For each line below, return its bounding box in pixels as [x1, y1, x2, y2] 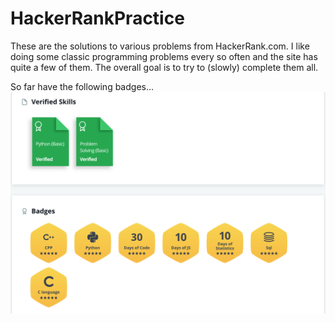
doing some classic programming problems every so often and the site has [10, 50, 318, 62]
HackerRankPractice [10, 7, 185, 30]
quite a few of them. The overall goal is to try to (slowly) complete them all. [10, 61, 319, 73]
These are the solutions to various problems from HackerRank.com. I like [10, 40, 310, 52]
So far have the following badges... [10, 80, 155, 92]
